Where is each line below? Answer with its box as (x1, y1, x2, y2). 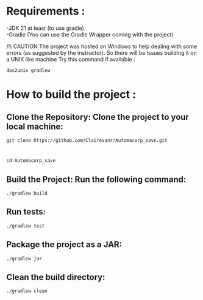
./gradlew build (6, 190, 48, 196)
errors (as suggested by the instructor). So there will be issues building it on (6, 49, 197, 56)
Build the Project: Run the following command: (6, 174, 187, 184)
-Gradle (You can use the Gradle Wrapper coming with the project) (6, 30, 174, 38)
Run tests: (6, 207, 46, 217)
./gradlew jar (6, 256, 43, 262)
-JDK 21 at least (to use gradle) (6, 24, 84, 32)
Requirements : (6, 4, 85, 18)
